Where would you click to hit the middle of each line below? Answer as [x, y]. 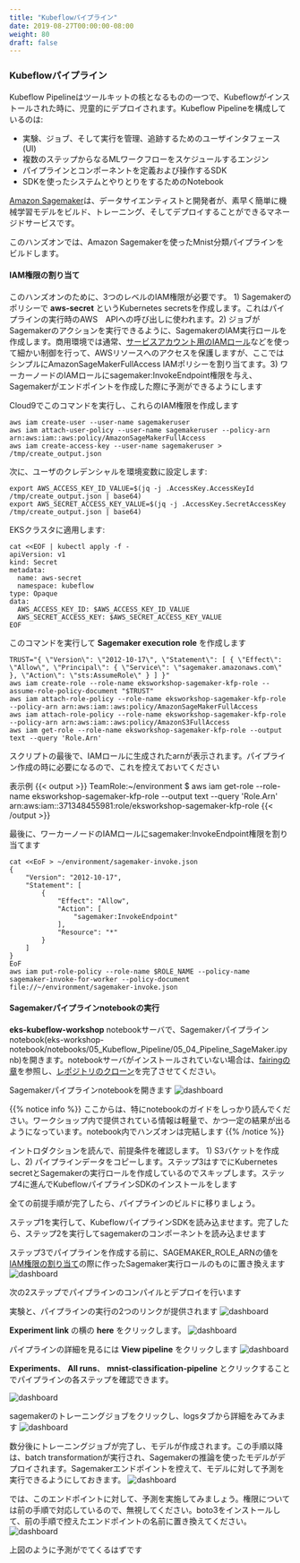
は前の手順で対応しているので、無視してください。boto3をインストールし [145, 1509]
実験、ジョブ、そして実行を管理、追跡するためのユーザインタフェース [151, 138]
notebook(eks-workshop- [57, 1039]
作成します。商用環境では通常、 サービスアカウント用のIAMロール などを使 [146, 341]
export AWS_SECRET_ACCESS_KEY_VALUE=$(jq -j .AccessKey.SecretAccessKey [148, 504]
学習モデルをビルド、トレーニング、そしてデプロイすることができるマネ [150, 211]
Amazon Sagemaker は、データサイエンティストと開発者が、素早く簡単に [144, 200]
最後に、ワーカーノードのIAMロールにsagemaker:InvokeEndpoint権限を [141, 833]
